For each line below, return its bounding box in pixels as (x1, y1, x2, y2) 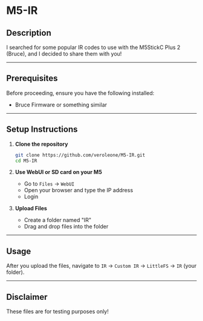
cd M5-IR (14, 158, 37, 164)
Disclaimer (6, 291, 48, 302)
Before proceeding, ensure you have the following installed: (6, 89, 155, 97)
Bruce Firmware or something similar (14, 101, 108, 108)
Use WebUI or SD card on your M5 (14, 169, 103, 176)
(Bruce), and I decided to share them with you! (6, 50, 122, 57)
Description (6, 28, 51, 38)
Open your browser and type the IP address (24, 187, 134, 194)
